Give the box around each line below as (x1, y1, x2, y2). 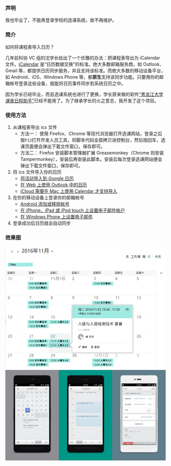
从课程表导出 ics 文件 (12, 124, 58, 130)
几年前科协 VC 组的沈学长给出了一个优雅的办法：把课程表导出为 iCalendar (5, 55, 160, 61)
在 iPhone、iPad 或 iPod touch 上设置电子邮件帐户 (20, 207, 126, 213)
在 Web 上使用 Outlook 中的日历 (20, 182, 88, 188)
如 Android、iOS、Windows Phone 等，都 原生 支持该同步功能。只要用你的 (5, 74, 159, 80)
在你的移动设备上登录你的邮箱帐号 (12, 194, 84, 201)
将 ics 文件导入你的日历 (12, 169, 62, 175)
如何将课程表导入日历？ (5, 43, 54, 50)
